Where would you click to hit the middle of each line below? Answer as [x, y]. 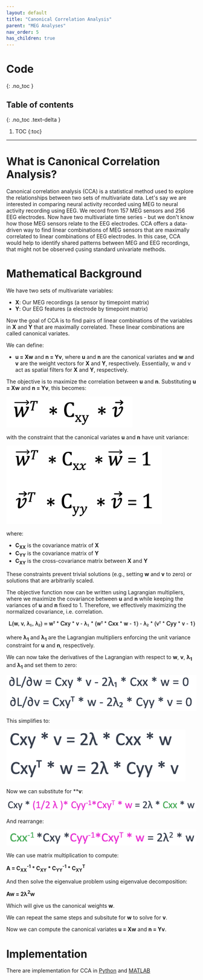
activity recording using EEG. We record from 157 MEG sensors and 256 [96, 210]
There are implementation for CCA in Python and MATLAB [78, 971]
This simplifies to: [28, 721]
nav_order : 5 [23, 32]
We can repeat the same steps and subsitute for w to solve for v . [87, 918]
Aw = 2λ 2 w [21, 893]
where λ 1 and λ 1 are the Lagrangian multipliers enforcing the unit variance [98, 638]
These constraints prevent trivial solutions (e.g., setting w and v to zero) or [99, 574]
